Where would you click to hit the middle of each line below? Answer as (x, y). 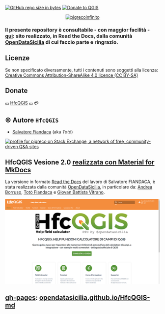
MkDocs (18, 170)
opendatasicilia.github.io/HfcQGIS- (95, 298)
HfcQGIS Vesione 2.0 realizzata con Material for (80, 162)
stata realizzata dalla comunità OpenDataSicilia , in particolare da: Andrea (79, 187)
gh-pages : (22, 298)
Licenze (17, 58)
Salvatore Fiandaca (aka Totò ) (42, 132)
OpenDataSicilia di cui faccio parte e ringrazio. (62, 42)
